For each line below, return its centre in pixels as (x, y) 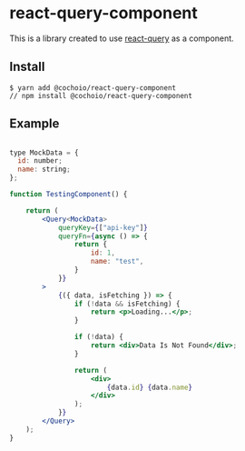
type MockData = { (44, 153)
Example (34, 124)
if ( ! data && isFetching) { (127, 304)
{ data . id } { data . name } (150, 387)
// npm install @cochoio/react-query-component (101, 95)
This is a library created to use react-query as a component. (122, 38)
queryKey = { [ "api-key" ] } (103, 227)
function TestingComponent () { (69, 195)
